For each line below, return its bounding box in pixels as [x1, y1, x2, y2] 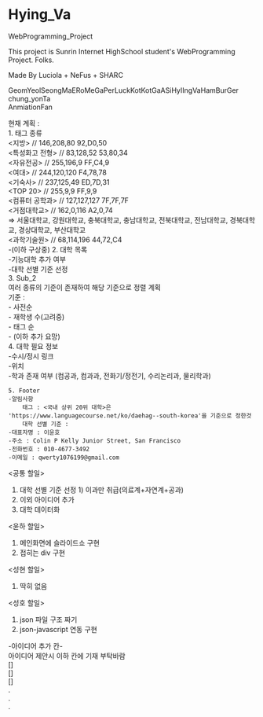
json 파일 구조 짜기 [19, 615, 78, 624]
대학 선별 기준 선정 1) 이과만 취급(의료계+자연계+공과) [19, 485, 184, 495]
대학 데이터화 [19, 505, 60, 514]
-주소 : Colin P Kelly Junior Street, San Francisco [8, 436, 181, 445]
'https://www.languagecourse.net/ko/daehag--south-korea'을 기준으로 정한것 [8, 411, 252, 420]
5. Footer [8, 387, 41, 395]
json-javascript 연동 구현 [19, 624, 98, 634]
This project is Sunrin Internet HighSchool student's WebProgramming [8, 46, 236, 56]
